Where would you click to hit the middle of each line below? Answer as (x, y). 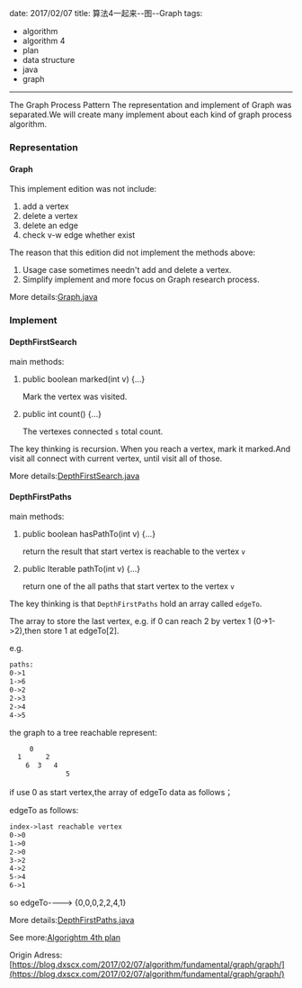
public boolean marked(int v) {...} (84, 379)
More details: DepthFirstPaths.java (72, 920)
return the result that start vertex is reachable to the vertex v (133, 551)
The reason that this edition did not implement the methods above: (133, 253)
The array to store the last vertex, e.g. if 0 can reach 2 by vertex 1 (130, 621)
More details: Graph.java (53, 297)
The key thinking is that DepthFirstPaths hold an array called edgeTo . (136, 604)
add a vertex (45, 206)
